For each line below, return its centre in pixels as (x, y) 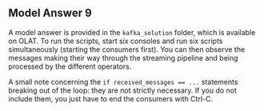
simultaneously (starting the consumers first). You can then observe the (127, 49)
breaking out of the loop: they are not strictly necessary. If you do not (123, 90)
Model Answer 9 (50, 13)
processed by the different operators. (70, 66)
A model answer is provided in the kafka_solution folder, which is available (132, 32)
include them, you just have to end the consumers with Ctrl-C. (111, 98)
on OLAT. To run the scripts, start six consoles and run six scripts (116, 41)
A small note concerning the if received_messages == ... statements (123, 81)
